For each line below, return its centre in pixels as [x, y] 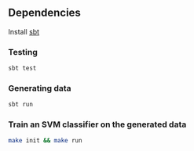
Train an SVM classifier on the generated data [97, 124]
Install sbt [24, 31]
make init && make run [45, 141]
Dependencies [44, 13]
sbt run [21, 105]
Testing [23, 52]
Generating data [40, 88]
